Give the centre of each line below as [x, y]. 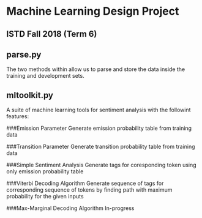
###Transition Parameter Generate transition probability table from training [101, 147]
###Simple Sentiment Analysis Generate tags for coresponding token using [102, 165]
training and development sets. [45, 76]
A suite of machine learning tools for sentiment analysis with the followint [99, 110]
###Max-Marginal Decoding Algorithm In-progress [70, 208]
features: [18, 116]
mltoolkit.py [30, 95]
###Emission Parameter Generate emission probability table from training [99, 128]
